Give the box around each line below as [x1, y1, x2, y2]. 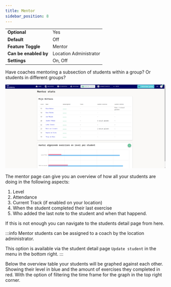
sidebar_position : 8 [5, 13, 49, 19]
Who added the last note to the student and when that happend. [12, 210, 148, 217]
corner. [5, 277, 20, 283]
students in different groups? [5, 74, 66, 80]
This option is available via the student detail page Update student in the [5, 246, 157, 252]
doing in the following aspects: [5, 179, 70, 185]
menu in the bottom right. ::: [5, 251, 64, 257]
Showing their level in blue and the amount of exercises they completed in [5, 266, 160, 273]
